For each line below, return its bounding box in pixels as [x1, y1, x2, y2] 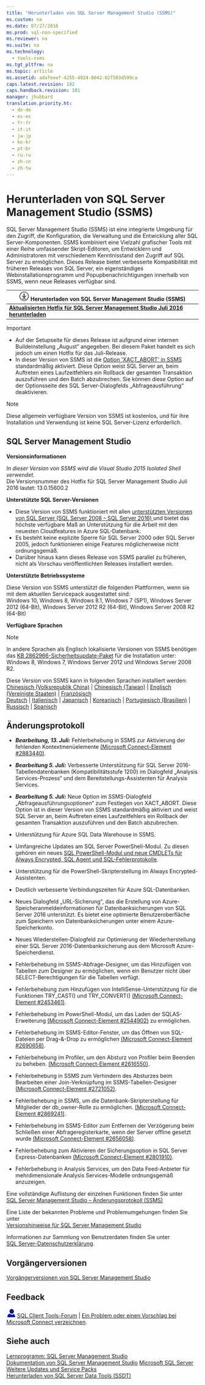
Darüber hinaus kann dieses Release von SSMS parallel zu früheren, [15, 553, 187, 561]
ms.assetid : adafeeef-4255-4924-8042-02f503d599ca [6, 74, 138, 81]
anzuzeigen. [15, 1178, 47, 1186]
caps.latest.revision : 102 [6, 81, 75, 87]
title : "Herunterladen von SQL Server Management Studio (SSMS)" [6, 10, 176, 16]
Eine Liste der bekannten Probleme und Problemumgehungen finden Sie [6, 1209, 188, 1216]
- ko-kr [12, 139, 32, 145]
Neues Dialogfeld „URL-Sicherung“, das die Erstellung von [15, 898, 162, 905]
